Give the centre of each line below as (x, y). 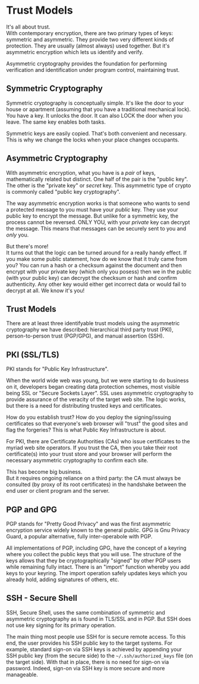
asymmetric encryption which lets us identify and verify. (75, 52)
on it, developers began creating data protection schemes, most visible (93, 387)
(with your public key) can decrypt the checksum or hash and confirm (91, 278)
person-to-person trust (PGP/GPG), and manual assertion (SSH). (85, 336)
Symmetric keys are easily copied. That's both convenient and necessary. (97, 133)
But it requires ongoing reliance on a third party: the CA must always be (94, 478)
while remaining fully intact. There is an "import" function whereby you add (98, 567)
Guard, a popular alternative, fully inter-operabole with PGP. (79, 536)
